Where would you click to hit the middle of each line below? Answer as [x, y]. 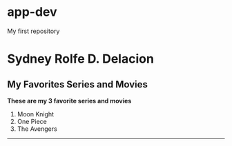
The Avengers [37, 129]
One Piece [32, 121]
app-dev [32, 12]
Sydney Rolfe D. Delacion [80, 59]
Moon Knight [35, 114]
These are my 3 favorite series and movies [69, 101]
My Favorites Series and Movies [78, 84]
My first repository [33, 31]
